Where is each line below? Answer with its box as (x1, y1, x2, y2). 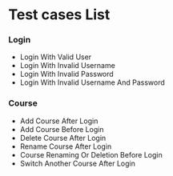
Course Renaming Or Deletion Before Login (19, 150, 163, 159)
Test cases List (8, 6, 111, 24)
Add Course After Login (19, 116, 99, 126)
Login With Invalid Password (19, 70, 114, 79)
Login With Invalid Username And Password (19, 78, 166, 87)
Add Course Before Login (19, 124, 104, 134)
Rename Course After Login (19, 142, 112, 151)
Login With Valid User (19, 52, 92, 62)
